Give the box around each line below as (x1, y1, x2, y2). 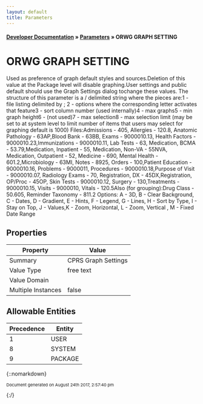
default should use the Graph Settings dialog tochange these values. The (6, 87, 189, 95)
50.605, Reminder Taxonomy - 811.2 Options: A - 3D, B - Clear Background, (6, 191, 195, 198)
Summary (9, 256, 38, 264)
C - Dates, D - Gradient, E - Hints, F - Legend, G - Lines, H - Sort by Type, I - (6, 197, 198, 205)
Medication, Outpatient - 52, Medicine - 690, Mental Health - (6, 152, 159, 160)
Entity (56, 324, 74, 333)
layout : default (6, 9, 47, 15)
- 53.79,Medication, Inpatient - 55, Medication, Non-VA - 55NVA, (6, 146, 168, 153)
